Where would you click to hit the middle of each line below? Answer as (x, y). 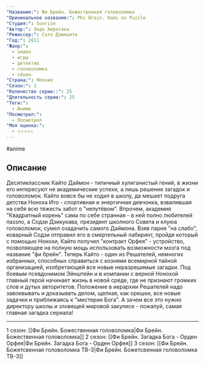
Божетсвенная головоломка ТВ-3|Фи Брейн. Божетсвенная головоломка (102, 350)
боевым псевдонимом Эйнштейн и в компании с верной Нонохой (92, 273)
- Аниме (22, 109)
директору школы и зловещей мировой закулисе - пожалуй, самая (94, 306)
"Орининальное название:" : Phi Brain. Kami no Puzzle (76, 18)
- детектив (26, 63)
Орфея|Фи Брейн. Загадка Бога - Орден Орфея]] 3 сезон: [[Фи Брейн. (97, 343)
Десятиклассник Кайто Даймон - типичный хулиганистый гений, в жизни (102, 182)
